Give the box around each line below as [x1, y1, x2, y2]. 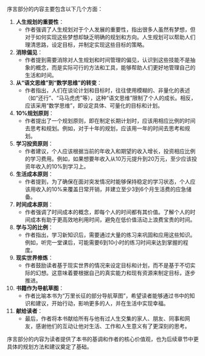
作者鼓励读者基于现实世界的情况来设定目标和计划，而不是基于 [24, 262, 180, 269]
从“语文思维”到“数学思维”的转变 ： [15, 79, 102, 86]
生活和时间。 [24, 72, 57, 79]
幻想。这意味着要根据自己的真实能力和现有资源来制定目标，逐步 [35, 270, 196, 276]
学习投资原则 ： [15, 140, 54, 147]
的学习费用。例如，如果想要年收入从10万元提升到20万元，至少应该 [24, 155, 192, 162]
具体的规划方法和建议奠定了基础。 [7, 343, 92, 350]
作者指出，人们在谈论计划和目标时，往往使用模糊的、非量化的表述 [24, 87, 190, 94]
